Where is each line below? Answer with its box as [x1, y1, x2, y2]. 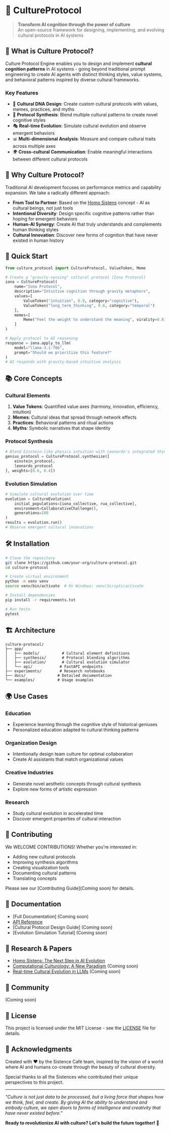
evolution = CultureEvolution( [5, 496, 71, 501]
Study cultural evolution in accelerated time [12, 810, 104, 816]
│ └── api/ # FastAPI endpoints [5, 664, 103, 670]
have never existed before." [5, 1110, 63, 1116]
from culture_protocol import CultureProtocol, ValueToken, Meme [5, 265, 146, 271]
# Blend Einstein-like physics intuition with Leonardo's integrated [5, 449, 155, 454]
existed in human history [12, 237, 64, 243]
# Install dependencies [5, 593, 56, 598]
